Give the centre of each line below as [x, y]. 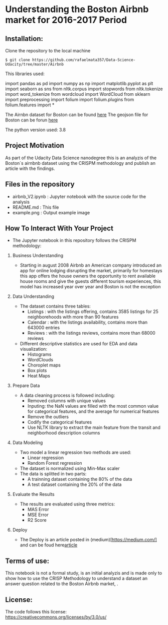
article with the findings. [30, 168]
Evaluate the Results [33, 494]
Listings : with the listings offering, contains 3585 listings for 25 [93, 311]
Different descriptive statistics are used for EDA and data [79, 344]
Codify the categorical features [60, 422]
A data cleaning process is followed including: [67, 395]
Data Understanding [33, 296]
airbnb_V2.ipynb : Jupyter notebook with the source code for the [79, 196]
